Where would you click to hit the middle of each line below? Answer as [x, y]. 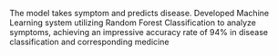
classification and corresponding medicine [89, 42]
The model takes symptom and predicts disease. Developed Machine [139, 13]
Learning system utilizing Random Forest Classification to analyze [133, 23]
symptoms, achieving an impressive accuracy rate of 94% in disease [139, 32]
